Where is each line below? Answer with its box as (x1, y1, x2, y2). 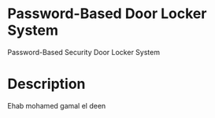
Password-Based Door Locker (7, 5, 207, 23)
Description (7, 76, 86, 93)
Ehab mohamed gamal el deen (7, 101, 106, 110)
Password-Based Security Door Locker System (7, 47, 161, 57)
